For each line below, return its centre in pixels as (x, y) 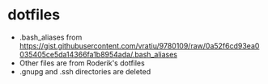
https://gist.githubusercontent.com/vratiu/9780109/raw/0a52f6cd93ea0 (139, 45)
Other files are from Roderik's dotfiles (82, 63)
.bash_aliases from (51, 37)
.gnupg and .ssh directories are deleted (85, 71)
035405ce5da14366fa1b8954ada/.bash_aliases (98, 54)
